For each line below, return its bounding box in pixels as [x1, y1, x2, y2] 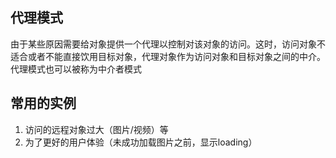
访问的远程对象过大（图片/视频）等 [24, 123, 169, 135]
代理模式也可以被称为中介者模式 [10, 63, 142, 75]
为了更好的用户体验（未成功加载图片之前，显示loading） [24, 136, 258, 148]
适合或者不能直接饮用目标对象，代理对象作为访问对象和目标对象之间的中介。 [10, 50, 326, 62]
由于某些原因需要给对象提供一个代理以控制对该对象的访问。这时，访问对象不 [10, 38, 326, 50]
